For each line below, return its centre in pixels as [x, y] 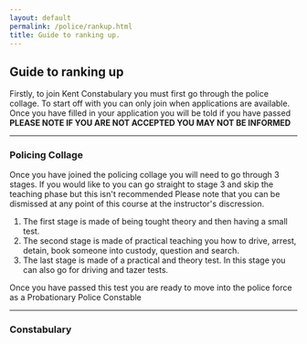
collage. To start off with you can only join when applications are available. [150, 104]
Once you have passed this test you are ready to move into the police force [151, 287]
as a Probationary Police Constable [75, 297]
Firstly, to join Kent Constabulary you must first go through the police [139, 94]
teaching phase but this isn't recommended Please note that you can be [145, 194]
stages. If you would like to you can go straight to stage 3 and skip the [142, 184]
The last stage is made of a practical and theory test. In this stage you [154, 260]
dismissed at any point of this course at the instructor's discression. [137, 204]
